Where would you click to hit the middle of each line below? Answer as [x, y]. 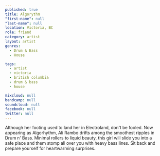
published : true [21, 10]
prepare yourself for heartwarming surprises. [50, 148]
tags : [10, 64]
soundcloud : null [23, 105]
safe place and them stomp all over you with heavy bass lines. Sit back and [80, 143]
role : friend [18, 32]
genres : [13, 46]
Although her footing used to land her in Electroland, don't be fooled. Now [79, 127]
